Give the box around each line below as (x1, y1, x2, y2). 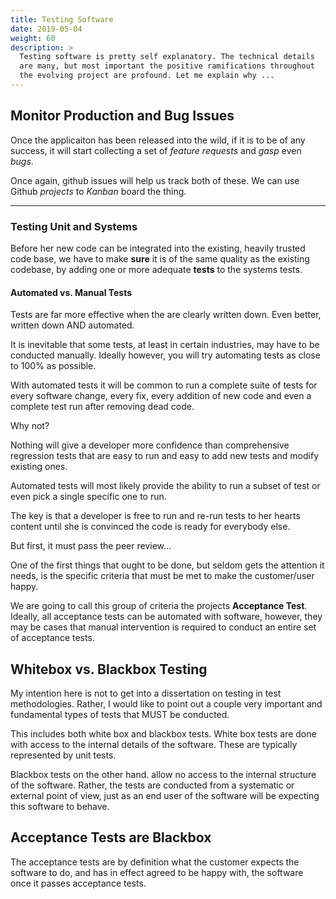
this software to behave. (10, 801, 110, 812)
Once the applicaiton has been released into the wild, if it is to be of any (10, 134, 306, 146)
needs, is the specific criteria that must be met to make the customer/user (10, 570, 315, 582)
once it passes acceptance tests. (10, 877, 147, 889)
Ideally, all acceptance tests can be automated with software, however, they (10, 611, 323, 623)
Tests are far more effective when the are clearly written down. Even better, (10, 309, 322, 321)
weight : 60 (10, 33, 56, 43)
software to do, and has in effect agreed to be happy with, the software (10, 866, 304, 878)
